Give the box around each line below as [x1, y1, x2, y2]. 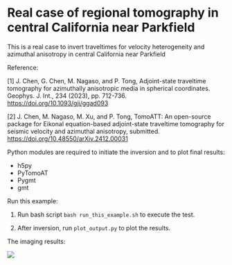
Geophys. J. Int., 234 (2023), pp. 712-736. [7, 92, 127, 100]
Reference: [7, 63, 39, 71]
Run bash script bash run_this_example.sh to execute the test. [17, 210, 195, 219]
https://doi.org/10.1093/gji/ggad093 [7, 99, 109, 107]
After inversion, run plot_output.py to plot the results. [17, 223, 171, 232]
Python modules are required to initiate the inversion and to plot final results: [7, 148, 225, 156]
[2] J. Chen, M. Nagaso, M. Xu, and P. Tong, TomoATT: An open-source [7, 112, 211, 121]
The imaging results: [7, 237, 66, 246]
